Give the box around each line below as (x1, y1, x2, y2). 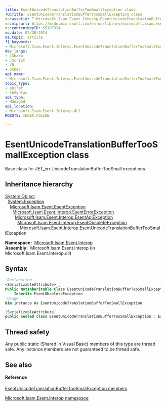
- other (5, 67, 21, 72)
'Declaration (5, 278, 32, 283)
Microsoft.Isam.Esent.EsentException (9, 203, 86, 209)
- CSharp (5, 53, 23, 58)
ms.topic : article (5, 35, 43, 40)
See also (5, 360, 32, 369)
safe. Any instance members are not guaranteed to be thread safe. (5, 346, 141, 352)
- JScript (5, 58, 26, 63)
